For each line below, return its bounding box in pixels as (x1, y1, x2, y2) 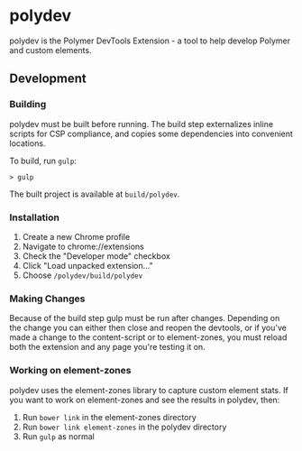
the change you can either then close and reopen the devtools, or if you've (9, 322, 287, 334)
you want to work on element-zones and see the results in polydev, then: (9, 394, 280, 405)
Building (9, 98, 47, 111)
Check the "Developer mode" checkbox (22, 250, 171, 262)
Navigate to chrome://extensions (22, 241, 144, 252)
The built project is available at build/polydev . (9, 189, 180, 199)
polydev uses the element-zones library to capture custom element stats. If (9, 384, 288, 395)
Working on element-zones (9, 364, 132, 377)
